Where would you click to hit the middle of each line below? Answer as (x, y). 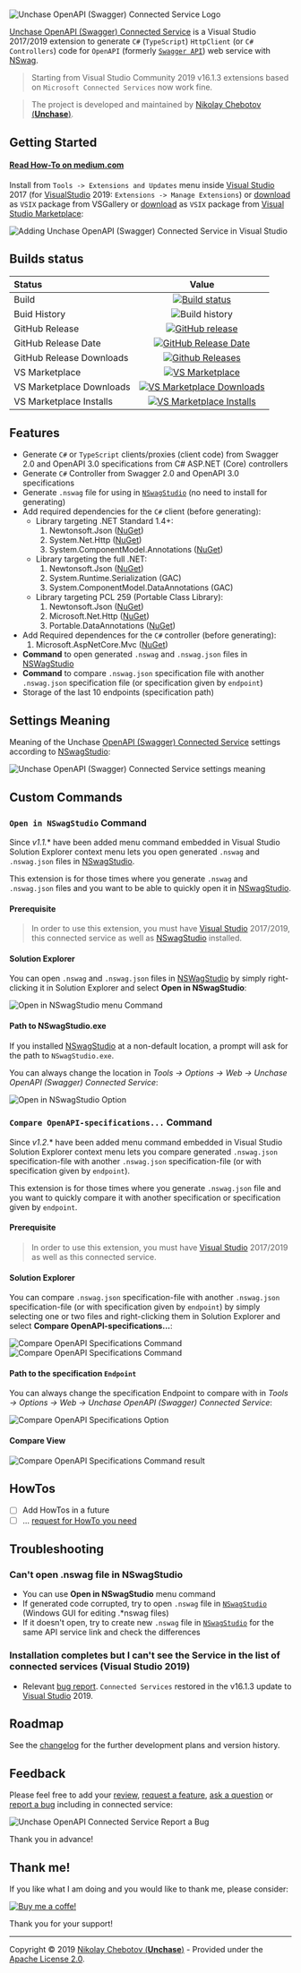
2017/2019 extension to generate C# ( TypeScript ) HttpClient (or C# (131, 41)
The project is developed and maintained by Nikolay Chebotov (146, 105)
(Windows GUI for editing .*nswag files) (95, 1613)
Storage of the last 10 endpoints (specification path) (118, 692)
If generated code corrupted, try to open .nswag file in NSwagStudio (144, 1604)
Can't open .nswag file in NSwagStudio (96, 1574)
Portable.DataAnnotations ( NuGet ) (112, 626)
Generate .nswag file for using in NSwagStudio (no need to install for (145, 493)
